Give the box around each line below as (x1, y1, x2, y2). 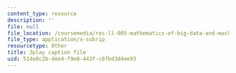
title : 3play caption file (7, 49, 86, 56)
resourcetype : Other (7, 42, 68, 49)
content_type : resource (7, 10, 77, 17)
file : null (7, 23, 39, 30)
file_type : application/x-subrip (7, 36, 105, 43)
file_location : (7, 29, 52, 37)
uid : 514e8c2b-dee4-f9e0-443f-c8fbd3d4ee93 (7, 56, 137, 63)
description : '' (7, 17, 55, 24)
